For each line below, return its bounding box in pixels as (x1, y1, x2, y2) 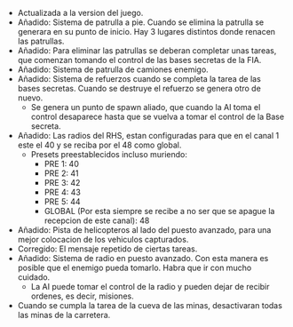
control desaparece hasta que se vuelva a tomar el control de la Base (30, 111, 285, 122)
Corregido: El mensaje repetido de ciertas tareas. (17, 243, 198, 254)
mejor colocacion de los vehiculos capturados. (17, 235, 189, 244)
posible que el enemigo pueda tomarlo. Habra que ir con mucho (17, 262, 252, 273)
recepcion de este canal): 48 (44, 215, 150, 226)
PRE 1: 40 (44, 159, 80, 169)
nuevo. (17, 92, 44, 103)
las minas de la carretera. (17, 310, 111, 320)
